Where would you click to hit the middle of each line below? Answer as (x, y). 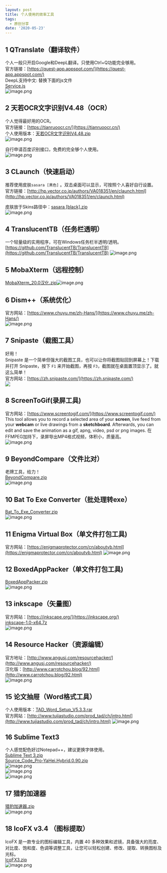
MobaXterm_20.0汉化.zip (31, 283)
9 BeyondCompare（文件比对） (54, 459)
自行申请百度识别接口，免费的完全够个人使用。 (53, 149)
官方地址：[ (17, 658)
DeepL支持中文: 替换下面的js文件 (39, 80)
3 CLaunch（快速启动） (42, 172)
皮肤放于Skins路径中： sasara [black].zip (46, 206)
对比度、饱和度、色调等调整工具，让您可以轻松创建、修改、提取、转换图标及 (83, 848)
